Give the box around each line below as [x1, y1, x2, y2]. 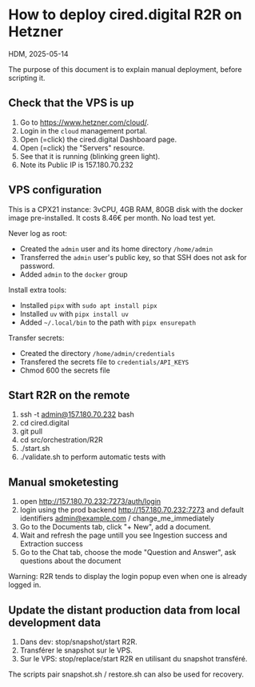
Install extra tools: [8, 285, 67, 294]
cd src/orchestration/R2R [19, 435, 103, 445]
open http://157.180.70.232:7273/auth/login [19, 497, 161, 506]
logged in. [8, 580, 42, 589]
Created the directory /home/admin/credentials [19, 348, 176, 357]
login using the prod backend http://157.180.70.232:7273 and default [19, 505, 245, 515]
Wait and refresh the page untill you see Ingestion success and [19, 530, 228, 541]
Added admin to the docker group [19, 270, 128, 279]
